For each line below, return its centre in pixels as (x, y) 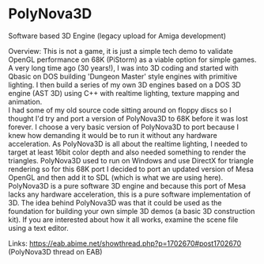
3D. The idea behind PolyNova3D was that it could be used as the (115, 202)
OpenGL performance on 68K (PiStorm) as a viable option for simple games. (132, 59)
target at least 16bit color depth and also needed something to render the (127, 152)
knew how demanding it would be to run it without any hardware (113, 135)
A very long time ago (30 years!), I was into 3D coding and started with (123, 67)
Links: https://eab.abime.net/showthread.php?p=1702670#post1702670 (125, 243)
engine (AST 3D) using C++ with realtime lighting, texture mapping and (124, 93)
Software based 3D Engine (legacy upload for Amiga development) (117, 36)
